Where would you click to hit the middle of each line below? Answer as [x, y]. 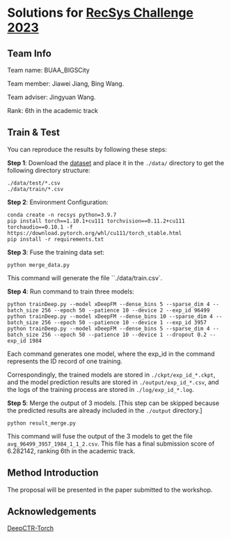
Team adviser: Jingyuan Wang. [51, 97]
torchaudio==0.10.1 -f [40, 227]
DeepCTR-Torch [31, 529]
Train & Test [34, 133]
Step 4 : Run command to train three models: [71, 291]
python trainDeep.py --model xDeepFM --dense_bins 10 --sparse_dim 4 [110, 316]
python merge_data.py [39, 265]
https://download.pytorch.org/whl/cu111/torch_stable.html [95, 233]
